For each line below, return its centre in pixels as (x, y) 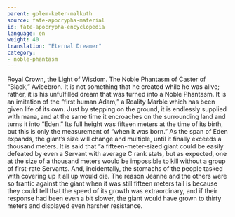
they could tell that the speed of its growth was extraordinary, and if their (113, 190)
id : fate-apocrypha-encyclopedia (56, 27)
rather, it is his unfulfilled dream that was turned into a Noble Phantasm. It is (117, 94)
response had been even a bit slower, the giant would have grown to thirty (114, 198)
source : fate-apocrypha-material (56, 20)
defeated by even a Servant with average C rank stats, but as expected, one (117, 153)
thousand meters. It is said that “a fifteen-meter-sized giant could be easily (115, 146)
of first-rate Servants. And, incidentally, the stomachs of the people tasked (115, 168)
